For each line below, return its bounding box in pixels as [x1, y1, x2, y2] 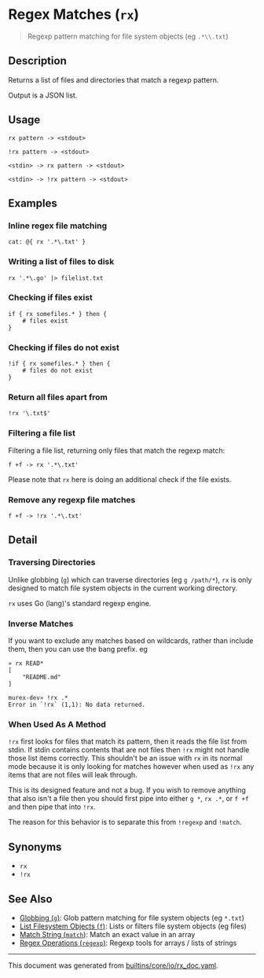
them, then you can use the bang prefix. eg [8, 645, 148, 654]
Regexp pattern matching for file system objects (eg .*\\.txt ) [27, 31, 229, 41]
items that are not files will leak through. [8, 770, 137, 780]
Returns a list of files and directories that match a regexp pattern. [8, 75, 219, 84]
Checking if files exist [8, 292, 93, 303]
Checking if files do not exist [8, 342, 119, 353]
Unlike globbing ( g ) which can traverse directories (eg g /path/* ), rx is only [8, 575, 252, 584]
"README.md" [22, 674, 61, 682]
